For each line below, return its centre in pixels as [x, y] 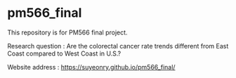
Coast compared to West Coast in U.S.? [64, 53]
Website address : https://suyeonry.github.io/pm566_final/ [91, 67]
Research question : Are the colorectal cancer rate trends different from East [118, 46]
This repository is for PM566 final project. [67, 32]
